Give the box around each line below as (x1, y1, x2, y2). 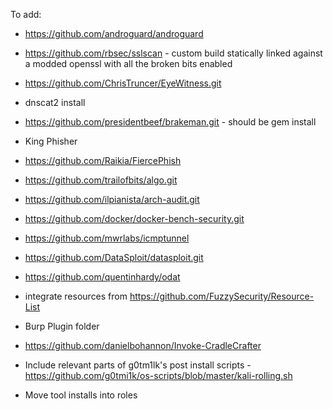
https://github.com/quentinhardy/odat (24, 271, 181, 283)
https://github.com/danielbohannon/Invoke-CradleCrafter (24, 340, 262, 351)
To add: (10, 9, 42, 20)
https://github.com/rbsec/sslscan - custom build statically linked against (24, 47, 323, 59)
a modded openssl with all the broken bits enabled (24, 58, 233, 69)
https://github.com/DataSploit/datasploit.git (24, 252, 204, 263)
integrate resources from (24, 290, 128, 302)
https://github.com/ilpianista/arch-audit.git (24, 194, 200, 205)
